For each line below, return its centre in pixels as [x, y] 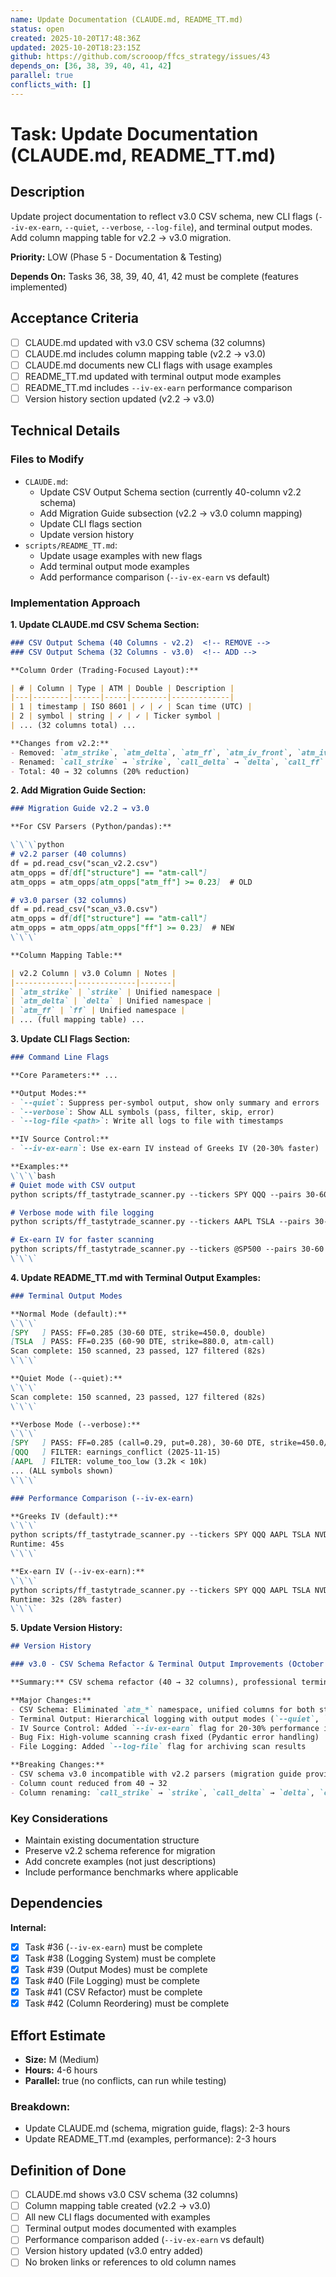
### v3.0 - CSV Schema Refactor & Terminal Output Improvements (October [167, 1664]
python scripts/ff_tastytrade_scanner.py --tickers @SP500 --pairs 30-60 [167, 1249]
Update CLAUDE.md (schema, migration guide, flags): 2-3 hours [157, 2128]
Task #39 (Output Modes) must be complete [116, 1969]
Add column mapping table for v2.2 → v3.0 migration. [121, 237]
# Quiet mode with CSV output [73, 1185]
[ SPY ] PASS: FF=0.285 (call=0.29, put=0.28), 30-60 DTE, [138, 1443]
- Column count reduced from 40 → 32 [89, 1783]
